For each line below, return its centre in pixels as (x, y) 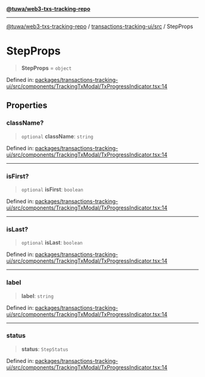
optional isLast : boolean (52, 243)
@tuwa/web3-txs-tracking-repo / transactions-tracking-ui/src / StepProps (100, 26)
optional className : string (57, 136)
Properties (27, 105)
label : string (37, 296)
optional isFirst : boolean (52, 189)
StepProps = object (46, 68)
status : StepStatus (45, 349)
